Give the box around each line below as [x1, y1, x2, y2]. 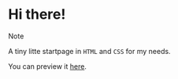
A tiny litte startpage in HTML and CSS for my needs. [8, 46, 171, 56]
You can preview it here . [8, 61, 87, 71]
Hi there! [8, 5, 66, 23]
